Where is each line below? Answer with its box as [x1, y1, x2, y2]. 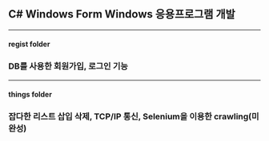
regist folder [8, 39, 50, 49]
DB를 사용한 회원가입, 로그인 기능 [8, 61, 128, 72]
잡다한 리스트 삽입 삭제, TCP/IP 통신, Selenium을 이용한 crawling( [8, 111, 252, 122]
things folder [8, 90, 52, 100]
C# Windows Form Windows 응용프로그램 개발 [8, 7, 236, 22]
